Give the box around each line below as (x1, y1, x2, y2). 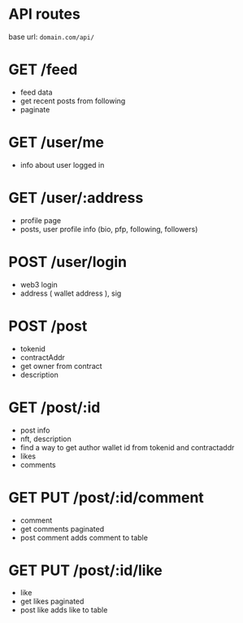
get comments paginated (20, 524, 105, 533)
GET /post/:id (8, 398, 101, 416)
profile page (20, 215, 62, 225)
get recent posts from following (20, 95, 126, 106)
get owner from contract (20, 361, 103, 371)
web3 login (20, 279, 59, 289)
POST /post (8, 317, 88, 335)
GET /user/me (8, 134, 104, 151)
